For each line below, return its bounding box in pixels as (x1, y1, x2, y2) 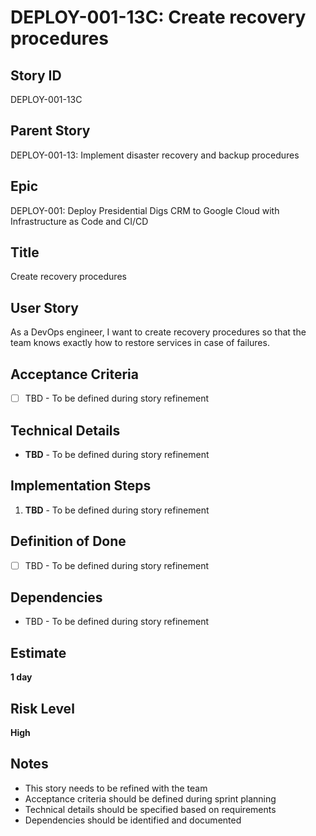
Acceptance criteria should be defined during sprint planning (24, 792, 277, 805)
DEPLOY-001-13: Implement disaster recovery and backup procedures (10, 149, 300, 161)
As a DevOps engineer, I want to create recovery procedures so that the (10, 326, 307, 338)
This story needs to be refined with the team (24, 782, 208, 794)
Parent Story (10, 122, 91, 140)
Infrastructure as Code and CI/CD (10, 215, 149, 227)
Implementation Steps (10, 477, 152, 495)
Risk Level (10, 700, 75, 717)
